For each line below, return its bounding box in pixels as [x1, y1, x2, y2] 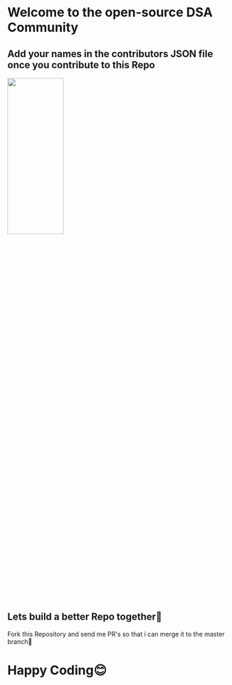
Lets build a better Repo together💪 [7, 611, 162, 623]
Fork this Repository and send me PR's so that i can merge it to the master [7, 630, 226, 638]
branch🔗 [7, 637, 33, 646]
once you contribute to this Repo [7, 58, 155, 71]
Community [7, 19, 79, 36]
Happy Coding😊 [7, 662, 107, 678]
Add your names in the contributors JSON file [7, 48, 213, 60]
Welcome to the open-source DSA [7, 4, 213, 21]
